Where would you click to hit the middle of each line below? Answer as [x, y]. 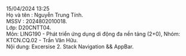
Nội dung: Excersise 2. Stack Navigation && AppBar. [70, 46]
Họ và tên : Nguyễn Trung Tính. [45, 15]
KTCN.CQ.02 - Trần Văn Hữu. [42, 40]
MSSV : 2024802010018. [37, 21]
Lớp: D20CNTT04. [29, 27]
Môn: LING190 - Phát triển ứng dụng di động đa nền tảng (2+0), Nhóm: [93, 34]
